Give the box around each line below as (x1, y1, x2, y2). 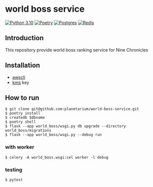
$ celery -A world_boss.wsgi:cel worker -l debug (5, 155, 109, 160)
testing (5, 166, 23, 173)
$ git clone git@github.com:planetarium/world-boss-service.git (5, 107, 139, 111)
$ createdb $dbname (5, 115, 45, 120)
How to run (5, 93, 40, 102)
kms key (12, 80, 29, 85)
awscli (12, 74, 25, 80)
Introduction (5, 34, 44, 42)
